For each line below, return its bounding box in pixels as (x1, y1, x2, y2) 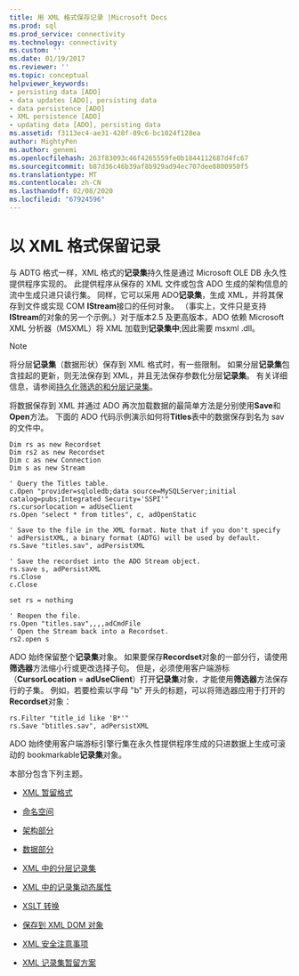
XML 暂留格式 (21, 786, 73, 797)
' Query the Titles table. (9, 479, 109, 488)
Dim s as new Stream (9, 464, 86, 472)
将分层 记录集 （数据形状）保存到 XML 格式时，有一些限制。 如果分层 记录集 (9, 359, 282, 369)
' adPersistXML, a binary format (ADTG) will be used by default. (9, 533, 261, 543)
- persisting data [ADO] (9, 87, 101, 96)
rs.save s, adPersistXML (9, 564, 101, 574)
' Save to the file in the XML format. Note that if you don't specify (9, 526, 280, 535)
